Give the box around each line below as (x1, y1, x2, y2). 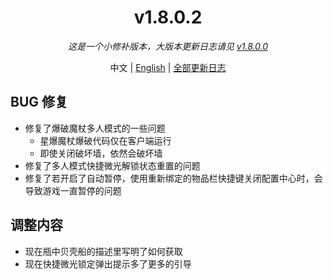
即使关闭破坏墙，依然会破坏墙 (39, 147, 163, 159)
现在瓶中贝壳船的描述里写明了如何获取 (24, 245, 183, 257)
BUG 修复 (10, 94, 68, 111)
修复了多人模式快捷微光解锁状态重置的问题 (24, 159, 201, 171)
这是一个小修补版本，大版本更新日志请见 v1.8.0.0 (67, 40, 269, 52)
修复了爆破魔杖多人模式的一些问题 (24, 122, 166, 134)
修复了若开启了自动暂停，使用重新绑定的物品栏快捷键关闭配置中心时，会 (24, 172, 323, 184)
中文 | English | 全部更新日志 (109, 61, 227, 73)
